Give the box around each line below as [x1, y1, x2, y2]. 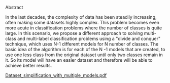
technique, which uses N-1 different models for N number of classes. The [5, 41, 159, 47]
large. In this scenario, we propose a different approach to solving [5, 30, 143, 36]
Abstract [5, 5, 23, 10]
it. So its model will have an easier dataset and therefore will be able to [5, 57, 153, 63]
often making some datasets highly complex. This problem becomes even [5, 20, 160, 25]
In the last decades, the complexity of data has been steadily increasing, [5, 14, 157, 20]
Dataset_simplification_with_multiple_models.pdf [5, 72, 107, 78]
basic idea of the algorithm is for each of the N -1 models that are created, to [5, 47, 165, 52]
